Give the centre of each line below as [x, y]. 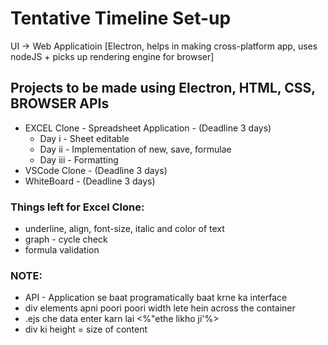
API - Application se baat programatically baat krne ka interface [156, 298]
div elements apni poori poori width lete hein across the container [160, 308]
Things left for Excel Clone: [77, 207]
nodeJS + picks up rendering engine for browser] [112, 56]
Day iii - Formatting [79, 159]
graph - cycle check [66, 239]
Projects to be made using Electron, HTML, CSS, [163, 88]
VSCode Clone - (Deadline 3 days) [96, 170]
